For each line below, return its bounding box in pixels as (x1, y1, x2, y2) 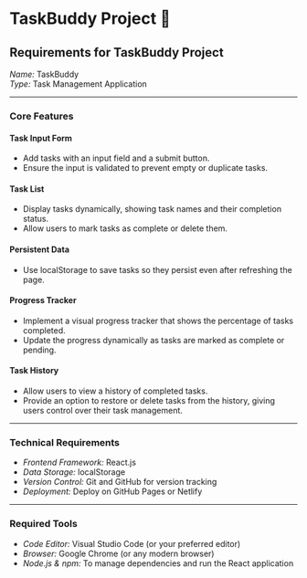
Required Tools (9, 518, 78, 531)
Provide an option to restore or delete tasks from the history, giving (22, 394, 276, 405)
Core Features (9, 110, 74, 122)
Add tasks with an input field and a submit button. (22, 152, 210, 163)
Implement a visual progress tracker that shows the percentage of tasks (22, 315, 294, 326)
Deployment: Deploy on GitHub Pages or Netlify (22, 486, 203, 497)
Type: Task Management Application (9, 79, 148, 89)
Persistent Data (9, 244, 70, 255)
